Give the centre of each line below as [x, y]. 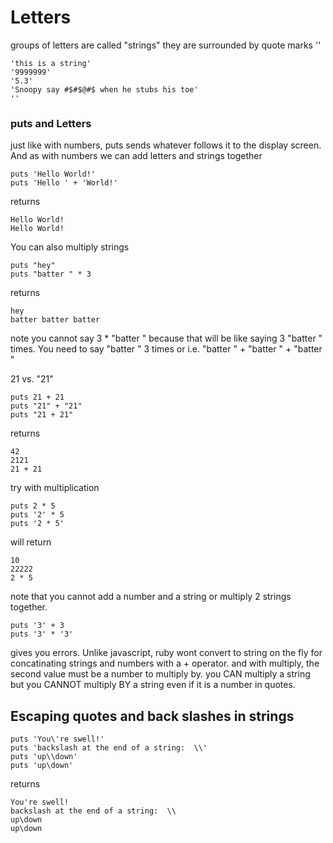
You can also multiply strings [70, 247]
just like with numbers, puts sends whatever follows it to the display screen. [166, 145]
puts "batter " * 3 [51, 274]
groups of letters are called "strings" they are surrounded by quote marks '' [166, 45]
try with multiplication [55, 488]
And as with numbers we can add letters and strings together [136, 156]
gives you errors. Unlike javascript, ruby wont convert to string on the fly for [166, 653]
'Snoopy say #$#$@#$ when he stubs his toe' [104, 89]
